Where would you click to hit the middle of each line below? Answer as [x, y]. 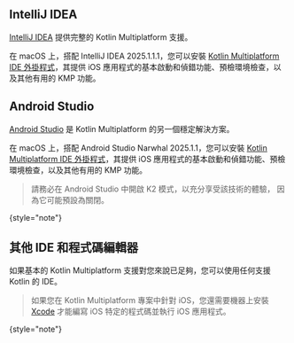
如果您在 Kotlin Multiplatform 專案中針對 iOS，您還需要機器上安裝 [150, 300]
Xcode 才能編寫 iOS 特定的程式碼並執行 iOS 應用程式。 [131, 312]
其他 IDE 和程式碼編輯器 [74, 248]
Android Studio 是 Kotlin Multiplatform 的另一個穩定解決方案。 [122, 129]
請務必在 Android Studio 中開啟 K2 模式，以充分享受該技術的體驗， [153, 189]
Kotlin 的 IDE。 [36, 282]
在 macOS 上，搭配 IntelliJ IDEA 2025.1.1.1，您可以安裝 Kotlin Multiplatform [144, 56]
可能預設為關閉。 [77, 199]
